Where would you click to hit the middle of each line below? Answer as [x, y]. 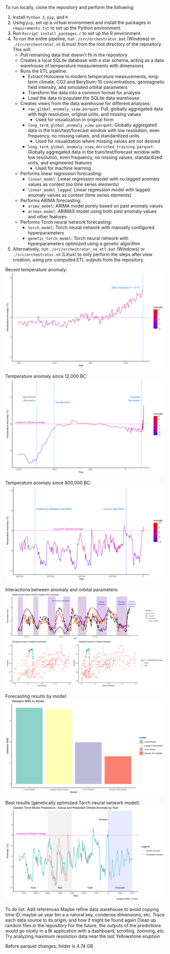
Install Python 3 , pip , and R [40, 17]
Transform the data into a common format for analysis [84, 93]
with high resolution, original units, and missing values [84, 114]
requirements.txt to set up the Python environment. [67, 28]
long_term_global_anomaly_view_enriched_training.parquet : [91, 146]
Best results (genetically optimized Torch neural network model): [73, 803]
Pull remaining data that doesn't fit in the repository [74, 55]
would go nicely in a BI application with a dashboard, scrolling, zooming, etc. [85, 931]
